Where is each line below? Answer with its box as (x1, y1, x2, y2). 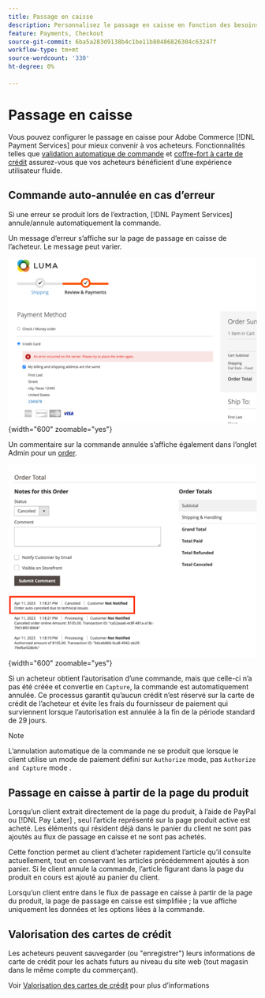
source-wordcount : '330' (8, 54, 90, 62)
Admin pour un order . (8, 448, 77, 458)
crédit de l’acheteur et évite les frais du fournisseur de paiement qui (8, 699, 229, 708)
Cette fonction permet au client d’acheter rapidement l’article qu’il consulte (8, 847, 252, 857)
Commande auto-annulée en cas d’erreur (8, 189, 215, 202)
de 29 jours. (8, 715, 47, 726)
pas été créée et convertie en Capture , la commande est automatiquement (8, 682, 249, 692)
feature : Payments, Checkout (8, 29, 104, 37)
